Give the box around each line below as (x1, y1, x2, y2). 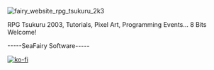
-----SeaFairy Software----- (7, 42, 90, 49)
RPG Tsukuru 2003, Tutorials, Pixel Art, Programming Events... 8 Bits (7, 21, 207, 28)
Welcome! (7, 28, 37, 36)
